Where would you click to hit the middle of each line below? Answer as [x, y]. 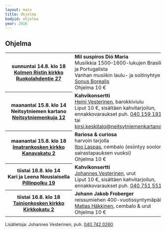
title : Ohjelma [21, 14]
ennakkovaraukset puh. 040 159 [112, 114]
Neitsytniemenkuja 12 [39, 117]
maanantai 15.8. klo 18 [39, 141]
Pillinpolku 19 [39, 183]
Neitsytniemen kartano [39, 112]
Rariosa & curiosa [96, 135]
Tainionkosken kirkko [39, 203]
